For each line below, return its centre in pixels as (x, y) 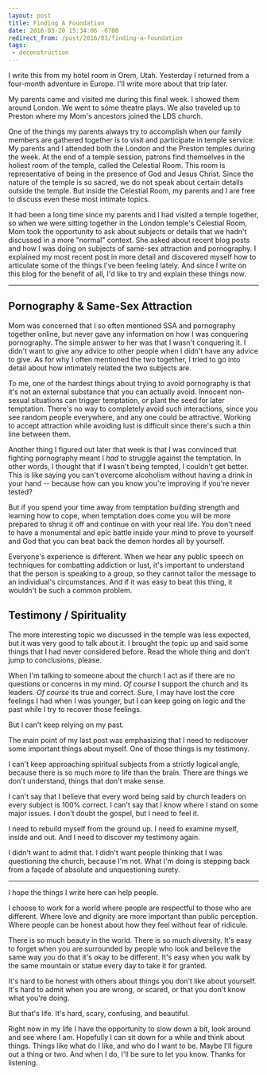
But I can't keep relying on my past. (66, 725)
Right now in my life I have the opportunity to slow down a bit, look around (130, 1029)
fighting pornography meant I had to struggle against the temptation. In (125, 458)
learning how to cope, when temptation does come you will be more (120, 515)
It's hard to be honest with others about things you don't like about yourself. (132, 981)
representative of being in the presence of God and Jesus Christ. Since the (131, 174)
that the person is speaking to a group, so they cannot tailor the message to (132, 573)
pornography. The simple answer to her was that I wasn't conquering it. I (127, 342)
